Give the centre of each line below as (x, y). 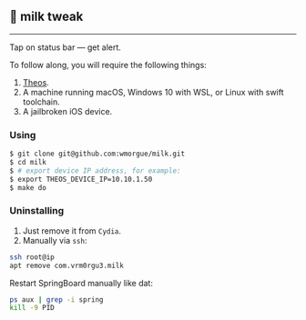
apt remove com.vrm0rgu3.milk (67, 265)
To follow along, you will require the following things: (108, 65)
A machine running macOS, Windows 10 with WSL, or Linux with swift (153, 92)
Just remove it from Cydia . (71, 230)
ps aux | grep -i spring (56, 300)
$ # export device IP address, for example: (95, 170)
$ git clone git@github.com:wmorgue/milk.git (97, 154)
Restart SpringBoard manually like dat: (81, 283)
